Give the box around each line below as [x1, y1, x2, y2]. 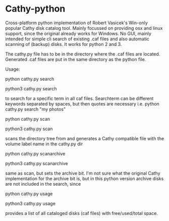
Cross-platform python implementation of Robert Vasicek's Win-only [5, 20, 148, 26]
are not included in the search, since [5, 181, 81, 187]
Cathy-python [5, 3, 66, 15]
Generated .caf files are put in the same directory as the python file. [5, 56, 146, 62]
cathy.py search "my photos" [5, 106, 66, 112]
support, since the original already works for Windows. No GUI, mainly [5, 30, 151, 36]
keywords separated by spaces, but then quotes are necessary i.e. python [5, 100, 160, 106]
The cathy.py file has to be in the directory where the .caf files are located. [5, 51, 160, 57]
